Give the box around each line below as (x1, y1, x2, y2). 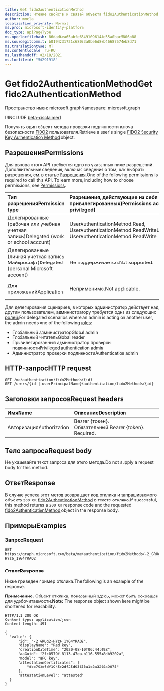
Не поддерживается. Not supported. (69, 259, 154, 266)
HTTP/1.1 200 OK (5, 613, 38, 618)
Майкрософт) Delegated (7, 259, 63, 266)
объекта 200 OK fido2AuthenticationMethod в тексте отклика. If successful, (5, 497, 158, 503)
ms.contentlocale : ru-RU (5, 48, 56, 53)
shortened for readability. (5, 603, 56, 610)
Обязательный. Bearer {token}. (74, 424, 144, 430)
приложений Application (7, 288, 63, 295)
